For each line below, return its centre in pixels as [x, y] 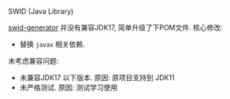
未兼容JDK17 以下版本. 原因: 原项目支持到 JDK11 [97, 77]
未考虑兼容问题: [33, 61]
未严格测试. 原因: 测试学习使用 [69, 87]
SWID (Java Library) [41, 11]
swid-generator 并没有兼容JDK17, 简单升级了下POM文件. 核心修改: [115, 27]
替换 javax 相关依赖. [52, 44]
